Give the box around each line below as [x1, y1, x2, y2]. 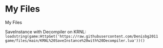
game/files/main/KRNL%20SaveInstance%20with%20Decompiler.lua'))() [5, 38, 145, 43]
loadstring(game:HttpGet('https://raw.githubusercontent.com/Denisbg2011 [5, 34, 159, 39]
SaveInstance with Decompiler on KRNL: [5, 29, 86, 34]
